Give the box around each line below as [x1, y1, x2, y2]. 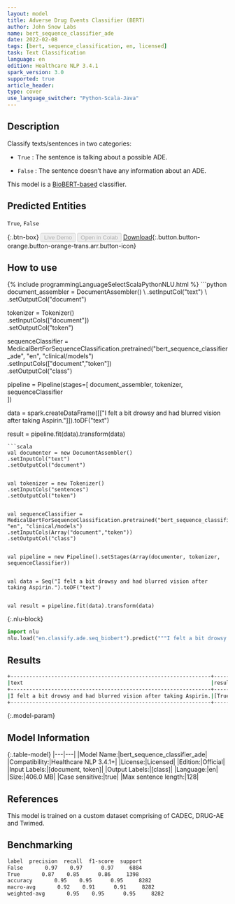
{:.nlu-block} [7, 615, 43, 623]
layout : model [7, 10, 49, 17]
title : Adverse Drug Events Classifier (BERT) [7, 17, 145, 24]
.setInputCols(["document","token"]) [7, 360, 112, 368]
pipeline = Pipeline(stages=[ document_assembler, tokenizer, [7, 381, 183, 389]
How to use [7, 262, 57, 274]
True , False [7, 218, 40, 227]
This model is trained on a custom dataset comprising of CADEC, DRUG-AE [7, 812, 225, 819]
